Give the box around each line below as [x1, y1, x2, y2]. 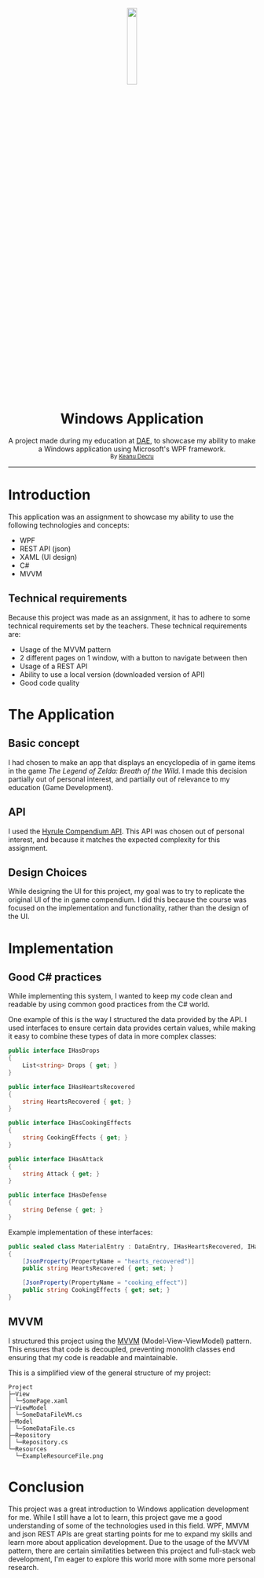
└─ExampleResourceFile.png [15, 1451, 104, 1460]
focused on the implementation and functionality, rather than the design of [8, 903, 249, 913]
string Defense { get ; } [22, 1206, 104, 1214]
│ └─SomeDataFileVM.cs [8, 1411, 82, 1418]
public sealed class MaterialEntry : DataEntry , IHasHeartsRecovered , [8, 1242, 244, 1250]
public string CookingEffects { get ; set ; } [22, 1286, 170, 1294]
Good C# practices [8, 970, 102, 984]
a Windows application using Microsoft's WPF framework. [38, 444, 226, 454]
